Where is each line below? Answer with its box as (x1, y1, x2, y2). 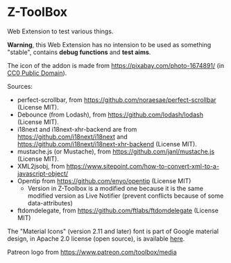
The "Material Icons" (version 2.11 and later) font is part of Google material (7, 227, 219, 235)
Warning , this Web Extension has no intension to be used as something (7, 40, 212, 49)
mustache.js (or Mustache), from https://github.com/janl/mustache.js (17, 147, 215, 155)
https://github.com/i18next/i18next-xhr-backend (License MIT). (17, 139, 198, 148)
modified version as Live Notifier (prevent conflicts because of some (27, 192, 224, 200)
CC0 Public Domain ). (7, 69, 67, 77)
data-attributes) (27, 198, 73, 207)
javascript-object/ (17, 169, 69, 178)
